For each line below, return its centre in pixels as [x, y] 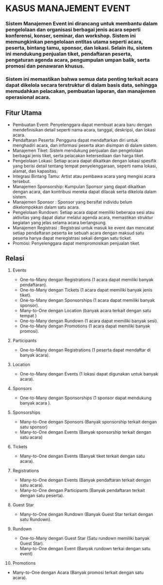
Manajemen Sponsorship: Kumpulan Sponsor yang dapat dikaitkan [79, 186]
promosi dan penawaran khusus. [45, 66]
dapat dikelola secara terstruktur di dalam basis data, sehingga [81, 85]
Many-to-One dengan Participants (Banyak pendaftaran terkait [82, 490]
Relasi [15, 258]
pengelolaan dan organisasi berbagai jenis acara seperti [73, 30]
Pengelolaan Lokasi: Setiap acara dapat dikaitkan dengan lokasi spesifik [84, 161]
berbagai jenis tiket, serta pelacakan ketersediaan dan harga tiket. [78, 155]
